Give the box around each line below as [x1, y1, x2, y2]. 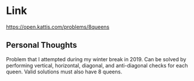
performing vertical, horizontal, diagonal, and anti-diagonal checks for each [6, 62, 188, 69]
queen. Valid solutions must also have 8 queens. [6, 68, 123, 75]
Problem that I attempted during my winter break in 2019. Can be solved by [6, 55, 186, 62]
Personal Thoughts [6, 40, 77, 50]
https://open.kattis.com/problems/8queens [6, 23, 110, 30]
